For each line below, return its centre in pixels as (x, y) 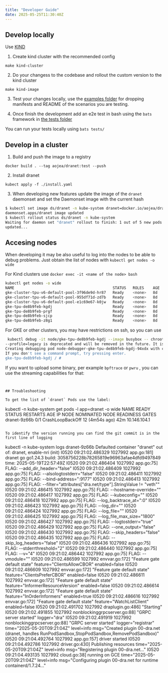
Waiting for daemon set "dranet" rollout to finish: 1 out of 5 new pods (84, 222)
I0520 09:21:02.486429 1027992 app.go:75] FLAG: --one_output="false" (80, 527)
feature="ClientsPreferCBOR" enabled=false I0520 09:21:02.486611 (75, 575)
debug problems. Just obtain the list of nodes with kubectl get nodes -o (80, 260)
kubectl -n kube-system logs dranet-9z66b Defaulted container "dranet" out (84, 447)
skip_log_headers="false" (32, 543)
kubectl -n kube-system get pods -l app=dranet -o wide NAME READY (78, 409)
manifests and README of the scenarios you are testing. (70, 104)
